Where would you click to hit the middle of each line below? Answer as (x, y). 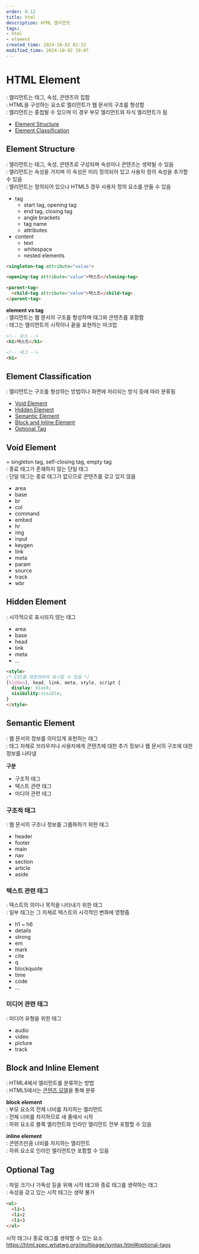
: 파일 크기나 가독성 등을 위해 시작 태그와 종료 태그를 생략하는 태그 (82, 1185)
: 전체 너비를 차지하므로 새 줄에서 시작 (50, 1117)
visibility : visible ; (37, 694)
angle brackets (42, 217)
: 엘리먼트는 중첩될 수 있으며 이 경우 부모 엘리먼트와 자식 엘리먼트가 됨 (87, 112)
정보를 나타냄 (21, 753)
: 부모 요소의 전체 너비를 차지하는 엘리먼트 (54, 1109)
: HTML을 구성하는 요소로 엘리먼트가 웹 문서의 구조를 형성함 (75, 104)
